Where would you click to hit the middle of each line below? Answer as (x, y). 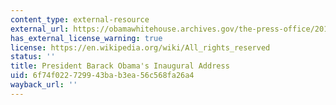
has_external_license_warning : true (86, 38)
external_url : (40, 29)
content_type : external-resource (80, 19)
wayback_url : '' (44, 85)
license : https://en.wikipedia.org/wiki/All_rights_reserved (140, 47)
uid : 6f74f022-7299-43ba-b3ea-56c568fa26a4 (102, 76)
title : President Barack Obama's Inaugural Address (120, 66)
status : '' (33, 57)
